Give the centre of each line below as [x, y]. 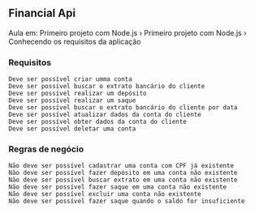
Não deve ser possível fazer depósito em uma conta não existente [123, 173]
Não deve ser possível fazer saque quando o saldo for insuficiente [127, 202]
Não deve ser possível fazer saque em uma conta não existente [118, 187]
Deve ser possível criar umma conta [70, 79]
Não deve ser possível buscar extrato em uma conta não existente [123, 180]
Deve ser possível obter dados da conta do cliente [97, 122]
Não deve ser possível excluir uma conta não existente [105, 194]
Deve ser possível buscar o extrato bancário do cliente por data [123, 108]
